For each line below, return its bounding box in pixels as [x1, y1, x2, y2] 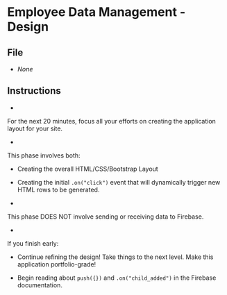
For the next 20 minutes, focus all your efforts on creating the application [7, 117, 217, 125]
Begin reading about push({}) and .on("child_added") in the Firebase [17, 273, 217, 282]
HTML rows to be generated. [17, 185, 100, 194]
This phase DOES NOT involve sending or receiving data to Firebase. [7, 212, 204, 221]
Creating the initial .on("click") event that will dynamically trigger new [17, 178, 221, 186]
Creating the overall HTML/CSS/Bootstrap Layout [17, 165, 158, 173]
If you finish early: [7, 239, 59, 247]
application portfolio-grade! [17, 260, 96, 268]
